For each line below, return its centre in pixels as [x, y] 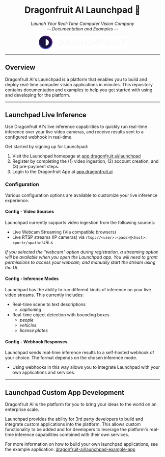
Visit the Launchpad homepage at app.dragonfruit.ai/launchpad [76, 156]
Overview [20, 67]
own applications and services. [43, 373]
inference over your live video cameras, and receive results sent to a [74, 132]
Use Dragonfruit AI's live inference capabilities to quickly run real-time [76, 127]
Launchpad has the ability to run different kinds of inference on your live [78, 290]
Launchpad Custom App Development [65, 393]
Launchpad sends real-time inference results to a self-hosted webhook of [80, 353]
